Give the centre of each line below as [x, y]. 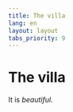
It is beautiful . [31, 100]
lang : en [23, 23]
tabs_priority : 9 [37, 38]
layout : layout [33, 30]
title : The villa [37, 16]
